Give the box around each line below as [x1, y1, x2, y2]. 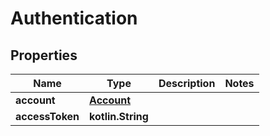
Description [158, 77, 216, 90]
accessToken [15, 110, 80, 123]
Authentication [10, 7, 138, 30]
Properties [10, 47, 78, 64]
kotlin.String [89, 110, 149, 123]
